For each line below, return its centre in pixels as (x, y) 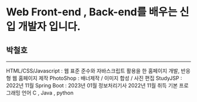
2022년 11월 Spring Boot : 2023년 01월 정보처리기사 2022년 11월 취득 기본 (92, 85)
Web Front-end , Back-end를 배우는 (92, 12)
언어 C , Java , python (47, 93)
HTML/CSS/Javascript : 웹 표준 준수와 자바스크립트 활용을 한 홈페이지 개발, (93, 71)
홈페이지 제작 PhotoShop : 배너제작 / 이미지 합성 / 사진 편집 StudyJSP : (100, 78)
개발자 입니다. (49, 27)
